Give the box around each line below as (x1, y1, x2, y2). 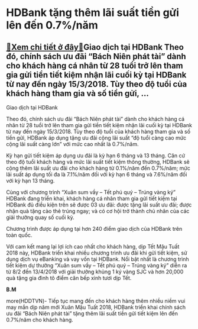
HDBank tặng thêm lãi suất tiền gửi (6, 6, 179, 20)
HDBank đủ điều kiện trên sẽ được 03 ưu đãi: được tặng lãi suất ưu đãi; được (6, 201, 192, 208)
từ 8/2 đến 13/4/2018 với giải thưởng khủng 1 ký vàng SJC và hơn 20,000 (6, 268, 184, 275)
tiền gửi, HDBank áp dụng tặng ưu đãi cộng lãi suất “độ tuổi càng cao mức (6, 134, 187, 141)
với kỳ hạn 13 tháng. (6, 178, 55, 184)
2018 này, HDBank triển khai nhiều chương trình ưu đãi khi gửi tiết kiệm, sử (6, 249, 187, 256)
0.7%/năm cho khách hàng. (6, 317, 74, 323)
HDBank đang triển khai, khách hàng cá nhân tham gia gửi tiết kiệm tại (6, 195, 177, 202)
